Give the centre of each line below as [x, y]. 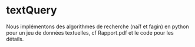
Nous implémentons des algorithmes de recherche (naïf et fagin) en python [98, 26]
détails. [15, 39]
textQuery [32, 10]
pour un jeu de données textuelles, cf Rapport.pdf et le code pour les [90, 32]
